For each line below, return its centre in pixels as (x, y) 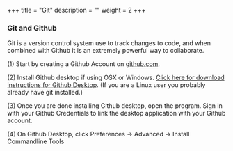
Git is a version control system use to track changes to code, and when (109, 43)
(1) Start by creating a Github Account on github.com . (83, 64)
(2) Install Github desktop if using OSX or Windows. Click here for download (116, 78)
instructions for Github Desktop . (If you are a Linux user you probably (106, 85)
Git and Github (32, 28)
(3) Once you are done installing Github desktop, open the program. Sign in (115, 106)
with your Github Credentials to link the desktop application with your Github (116, 113)
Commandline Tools (36, 141)
